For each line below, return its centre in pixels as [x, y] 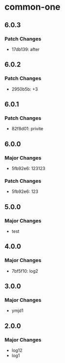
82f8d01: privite [27, 129]
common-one [32, 7]
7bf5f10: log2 [25, 271]
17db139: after [25, 49]
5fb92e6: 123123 [28, 168]
